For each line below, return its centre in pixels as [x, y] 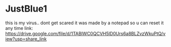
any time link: [19, 28]
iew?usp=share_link [26, 39]
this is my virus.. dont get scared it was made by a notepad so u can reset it [84, 23]
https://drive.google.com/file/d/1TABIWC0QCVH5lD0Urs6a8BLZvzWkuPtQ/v [85, 33]
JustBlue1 [26, 9]
